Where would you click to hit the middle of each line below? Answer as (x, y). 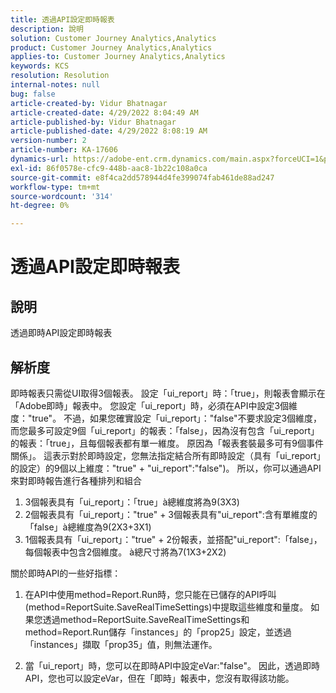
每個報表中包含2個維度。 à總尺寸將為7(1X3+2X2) (125, 552)
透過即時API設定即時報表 (61, 333)
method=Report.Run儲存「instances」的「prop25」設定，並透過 (158, 632)
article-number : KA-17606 (64, 150)
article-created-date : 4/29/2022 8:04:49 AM (104, 112)
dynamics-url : (40, 159)
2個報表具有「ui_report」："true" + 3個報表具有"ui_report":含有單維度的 (171, 514)
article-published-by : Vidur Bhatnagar (93, 122)
